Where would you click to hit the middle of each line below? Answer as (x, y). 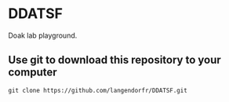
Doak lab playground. (43, 35)
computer (33, 73)
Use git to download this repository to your (114, 60)
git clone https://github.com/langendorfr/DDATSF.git (98, 90)
